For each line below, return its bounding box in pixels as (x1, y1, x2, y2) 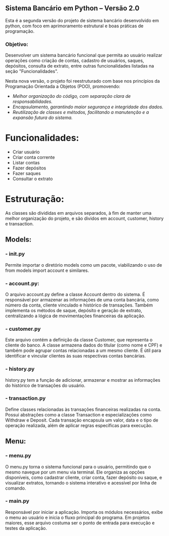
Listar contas (12, 160, 40, 166)
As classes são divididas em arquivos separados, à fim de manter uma (5, 210, 152, 216)
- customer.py (5, 325, 41, 332)
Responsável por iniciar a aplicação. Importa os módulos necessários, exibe (5, 509, 163, 515)
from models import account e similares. (5, 267, 89, 273)
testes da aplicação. (5, 525, 47, 531)
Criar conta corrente (12, 154, 55, 160)
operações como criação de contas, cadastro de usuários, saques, (5, 57, 144, 64)
